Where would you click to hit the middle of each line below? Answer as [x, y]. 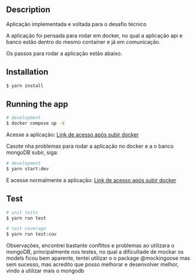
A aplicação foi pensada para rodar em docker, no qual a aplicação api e [94, 36]
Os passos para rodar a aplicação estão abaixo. [64, 53]
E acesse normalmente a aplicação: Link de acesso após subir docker [91, 180]
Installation [27, 72]
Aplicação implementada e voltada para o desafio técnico [76, 24]
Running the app [37, 104]
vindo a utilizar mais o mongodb [45, 271]
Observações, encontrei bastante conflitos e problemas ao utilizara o [90, 246]
